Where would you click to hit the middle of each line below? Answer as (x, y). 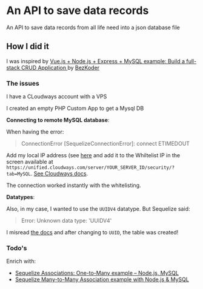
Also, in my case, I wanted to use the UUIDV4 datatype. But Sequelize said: (98, 209)
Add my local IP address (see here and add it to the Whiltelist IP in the (93, 155)
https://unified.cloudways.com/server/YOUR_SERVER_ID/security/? (90, 168)
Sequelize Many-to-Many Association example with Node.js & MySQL (102, 279)
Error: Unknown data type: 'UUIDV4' (66, 221)
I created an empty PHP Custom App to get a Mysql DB (75, 108)
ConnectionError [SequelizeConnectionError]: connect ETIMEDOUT (105, 144)
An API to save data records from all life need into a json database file (93, 27)
